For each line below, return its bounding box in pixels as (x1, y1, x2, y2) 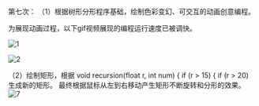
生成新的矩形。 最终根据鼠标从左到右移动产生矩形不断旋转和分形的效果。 (8, 81, 246, 90)
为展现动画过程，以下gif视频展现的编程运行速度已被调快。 (8, 24, 197, 33)
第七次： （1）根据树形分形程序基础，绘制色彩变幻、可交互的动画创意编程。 (8, 7, 255, 16)
